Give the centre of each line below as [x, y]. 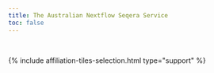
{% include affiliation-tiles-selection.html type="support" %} [107, 60]
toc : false [26, 23]
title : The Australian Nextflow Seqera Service [88, 15]
